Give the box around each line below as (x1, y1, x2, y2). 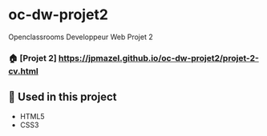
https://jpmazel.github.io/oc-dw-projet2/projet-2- (58, 52, 259, 63)
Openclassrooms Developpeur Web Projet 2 (8, 32, 154, 42)
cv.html (8, 66, 38, 77)
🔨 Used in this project (8, 90, 117, 104)
